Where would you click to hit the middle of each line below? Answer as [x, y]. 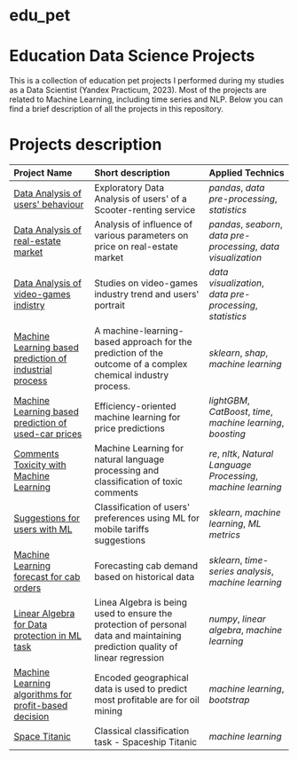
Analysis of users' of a [141, 199]
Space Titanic [42, 737]
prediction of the [129, 353]
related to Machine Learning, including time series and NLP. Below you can [146, 99]
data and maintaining [138, 636]
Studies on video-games [146, 283]
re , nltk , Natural [241, 454]
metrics [225, 535]
